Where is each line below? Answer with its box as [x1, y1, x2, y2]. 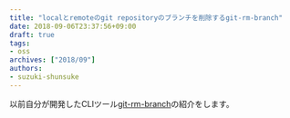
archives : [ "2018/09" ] [9, 55, 96, 64]
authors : [9, 64, 43, 74]
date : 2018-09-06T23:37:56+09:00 [9, 22, 137, 31]
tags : [9, 38, 30, 48]
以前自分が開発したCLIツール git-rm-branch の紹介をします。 [9, 98, 234, 109]
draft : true [9, 30, 55, 39]
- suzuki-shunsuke [9, 73, 79, 82]
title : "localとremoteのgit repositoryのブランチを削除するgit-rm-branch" [9, 13, 284, 23]
